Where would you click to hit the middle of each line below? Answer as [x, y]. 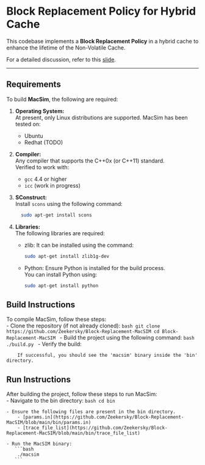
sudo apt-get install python [61, 285]
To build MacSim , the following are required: [62, 99]
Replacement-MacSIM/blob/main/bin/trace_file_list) [73, 433]
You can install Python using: [61, 274]
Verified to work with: [42, 167]
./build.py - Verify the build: [44, 344]
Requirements [34, 85]
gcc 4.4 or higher [45, 179]
